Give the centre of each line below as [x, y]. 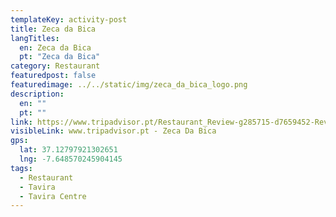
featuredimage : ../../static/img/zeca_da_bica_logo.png [129, 85]
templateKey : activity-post [69, 19]
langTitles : [35, 38]
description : [37, 94]
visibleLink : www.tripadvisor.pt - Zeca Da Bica [113, 131]
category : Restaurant [55, 66]
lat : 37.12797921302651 [68, 150]
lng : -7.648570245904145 [71, 159]
